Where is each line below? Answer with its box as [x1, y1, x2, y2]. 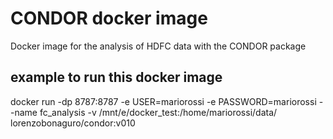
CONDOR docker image [10, 7, 208, 30]
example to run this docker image [10, 69, 223, 86]
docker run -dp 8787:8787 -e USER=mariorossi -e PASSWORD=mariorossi [10, 95, 317, 107]
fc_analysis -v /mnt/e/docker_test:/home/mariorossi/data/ [39, 106, 278, 118]
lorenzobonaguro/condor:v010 [10, 117, 136, 129]
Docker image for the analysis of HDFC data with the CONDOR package [10, 40, 307, 52]
